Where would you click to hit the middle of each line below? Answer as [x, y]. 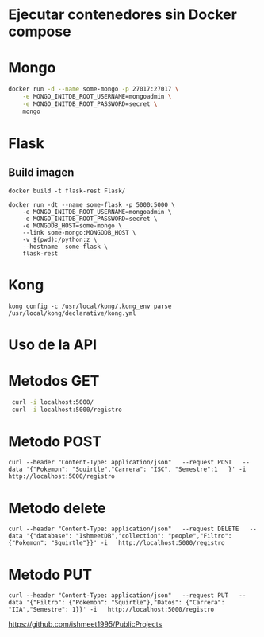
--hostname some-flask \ [65, 247]
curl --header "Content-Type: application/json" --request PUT [118, 596]
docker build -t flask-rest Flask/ [67, 191]
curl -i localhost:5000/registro [67, 410]
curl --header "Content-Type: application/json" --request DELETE [124, 529]
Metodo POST [55, 441]
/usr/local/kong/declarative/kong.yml [72, 313]
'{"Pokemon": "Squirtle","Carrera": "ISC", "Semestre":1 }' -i [136, 470]
